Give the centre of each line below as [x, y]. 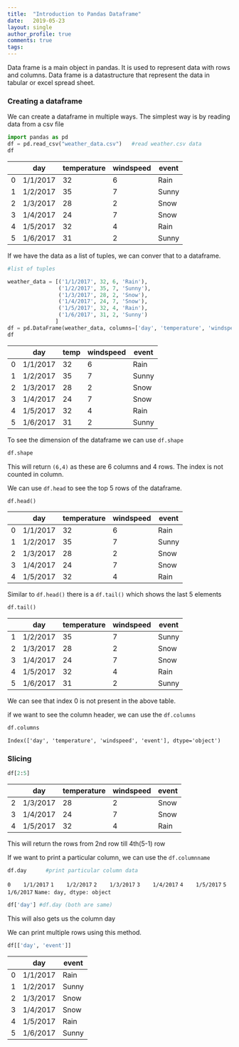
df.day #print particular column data [73, 871]
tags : [15, 47]
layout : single [30, 27]
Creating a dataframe [45, 101]
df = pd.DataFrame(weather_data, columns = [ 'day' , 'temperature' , [106, 328]
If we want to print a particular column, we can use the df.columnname [109, 858]
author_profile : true [39, 34]
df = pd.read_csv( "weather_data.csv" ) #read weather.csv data [105, 144]
